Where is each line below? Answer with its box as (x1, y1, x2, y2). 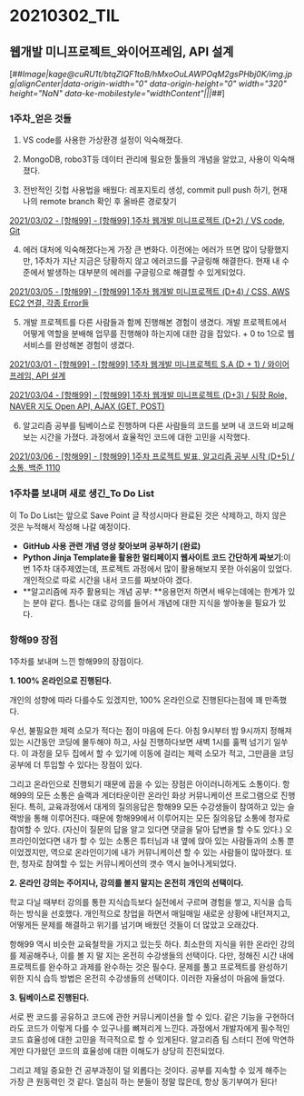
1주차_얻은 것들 (9, 112, 73, 125)
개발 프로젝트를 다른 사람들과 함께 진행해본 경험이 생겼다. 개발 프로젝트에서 (22, 317, 288, 328)
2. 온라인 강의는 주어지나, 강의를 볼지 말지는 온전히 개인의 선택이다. (9, 877, 244, 888)
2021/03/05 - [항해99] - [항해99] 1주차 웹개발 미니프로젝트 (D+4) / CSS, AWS (9, 286, 290, 297)
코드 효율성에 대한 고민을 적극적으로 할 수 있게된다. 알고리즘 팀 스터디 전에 (9, 1033, 270, 1045)
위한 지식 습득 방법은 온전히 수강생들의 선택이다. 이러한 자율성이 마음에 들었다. (9, 972, 286, 983)
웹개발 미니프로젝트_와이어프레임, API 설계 (9, 44, 234, 59)
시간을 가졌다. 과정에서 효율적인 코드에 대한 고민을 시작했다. (39, 432, 251, 443)
